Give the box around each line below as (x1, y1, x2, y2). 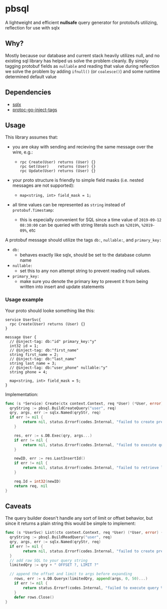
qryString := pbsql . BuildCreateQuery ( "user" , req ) (9, 406, 117, 411)
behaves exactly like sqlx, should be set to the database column (19, 252, 151, 258)
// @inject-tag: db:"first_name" (9, 347, 79, 353)
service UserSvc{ (5, 317, 41, 322)
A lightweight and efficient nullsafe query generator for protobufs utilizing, (5, 19, 158, 25)
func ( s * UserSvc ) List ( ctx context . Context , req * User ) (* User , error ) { (5, 530, 164, 535)
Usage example (5, 296, 44, 303)
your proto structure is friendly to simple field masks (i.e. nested (12, 177, 144, 183)
